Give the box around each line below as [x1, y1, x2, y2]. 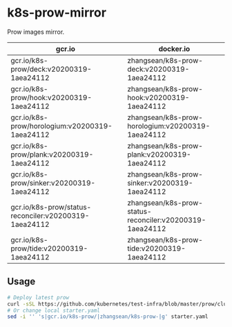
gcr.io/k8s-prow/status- [10, 202, 92, 212]
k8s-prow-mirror [7, 5, 107, 21]
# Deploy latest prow [7, 294, 70, 301]
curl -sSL [7, 300, 36, 308]
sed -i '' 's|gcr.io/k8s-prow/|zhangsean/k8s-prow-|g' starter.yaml [7, 313, 209, 320]
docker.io [158, 43, 191, 53]
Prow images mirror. [7, 28, 65, 36]
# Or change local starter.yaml [7, 307, 100, 314]
